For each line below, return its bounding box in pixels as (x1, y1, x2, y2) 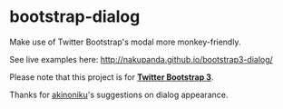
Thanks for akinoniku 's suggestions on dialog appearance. (9, 89, 229, 100)
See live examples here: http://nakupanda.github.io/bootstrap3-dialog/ (9, 54, 274, 64)
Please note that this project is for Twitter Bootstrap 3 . (9, 71, 214, 83)
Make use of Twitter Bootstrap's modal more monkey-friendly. (9, 36, 241, 47)
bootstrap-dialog (9, 6, 141, 27)
